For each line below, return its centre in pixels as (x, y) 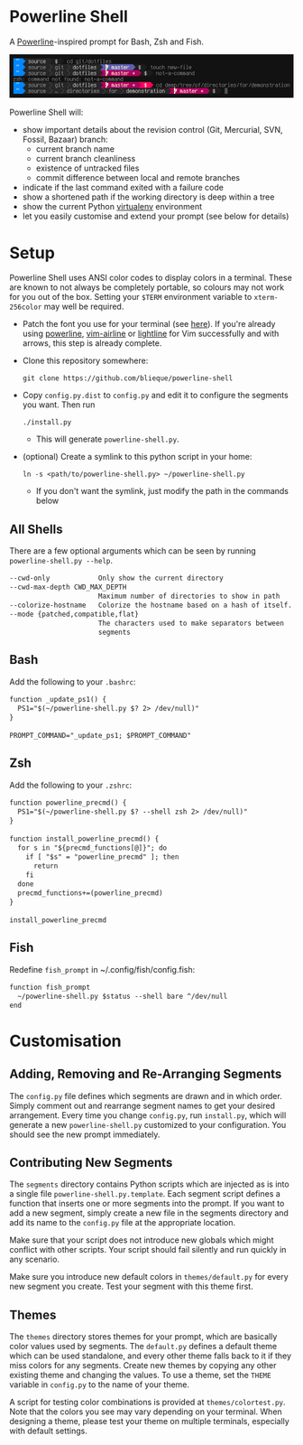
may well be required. (84, 307)
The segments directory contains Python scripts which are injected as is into (150, 1184)
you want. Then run (59, 405)
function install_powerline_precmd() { (84, 839)
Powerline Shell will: (46, 112)
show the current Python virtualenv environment (112, 207)
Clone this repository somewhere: (85, 361)
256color (26, 308)
